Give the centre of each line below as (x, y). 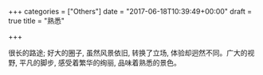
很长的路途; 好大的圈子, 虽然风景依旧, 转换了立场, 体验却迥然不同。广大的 (128, 53)
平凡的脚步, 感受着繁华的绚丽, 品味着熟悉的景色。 (100, 63)
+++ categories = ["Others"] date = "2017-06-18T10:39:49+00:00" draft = (130, 11)
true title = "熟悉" (37, 21)
